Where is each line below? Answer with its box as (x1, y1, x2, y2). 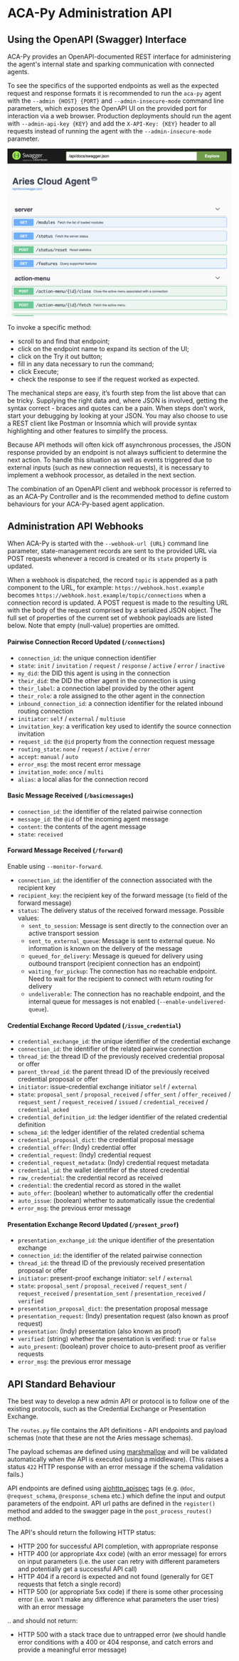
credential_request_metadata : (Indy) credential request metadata (17, 1158, 210, 1167)
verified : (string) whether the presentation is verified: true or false (17, 1335, 217, 1343)
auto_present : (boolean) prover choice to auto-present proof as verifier (17, 1342, 226, 1350)
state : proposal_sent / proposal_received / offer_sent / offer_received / (17, 1090, 231, 1099)
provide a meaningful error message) (17, 1645, 127, 1654)
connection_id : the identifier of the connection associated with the (17, 876, 213, 884)
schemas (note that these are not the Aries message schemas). (7, 1433, 193, 1443)
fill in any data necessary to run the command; (17, 359, 154, 368)
